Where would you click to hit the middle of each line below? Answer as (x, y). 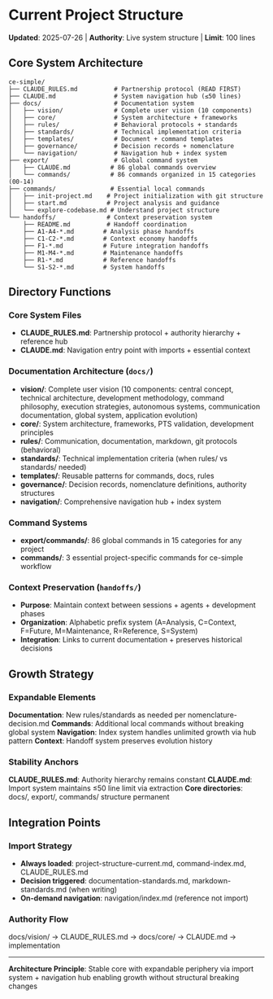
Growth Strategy (51, 674)
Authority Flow (39, 919)
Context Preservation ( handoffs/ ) (75, 587)
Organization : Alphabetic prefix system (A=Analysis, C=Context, (128, 622)
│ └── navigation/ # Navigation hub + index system (118, 153)
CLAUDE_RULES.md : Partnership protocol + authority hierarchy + (130, 333)
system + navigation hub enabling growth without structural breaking (124, 978)
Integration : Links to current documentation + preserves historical (131, 640)
